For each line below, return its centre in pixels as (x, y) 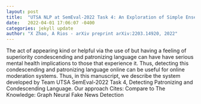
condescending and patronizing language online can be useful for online (96, 70)
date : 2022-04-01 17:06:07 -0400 (51, 23)
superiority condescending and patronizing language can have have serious (100, 57)
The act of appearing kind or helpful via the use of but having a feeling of (96, 51)
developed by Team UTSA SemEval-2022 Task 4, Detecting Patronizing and (100, 82)
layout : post (22, 12)
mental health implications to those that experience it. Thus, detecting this (98, 64)
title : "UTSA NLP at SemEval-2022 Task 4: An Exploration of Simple (95, 17)
